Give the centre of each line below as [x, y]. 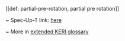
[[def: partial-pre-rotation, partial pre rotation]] [62, 9]
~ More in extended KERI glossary [47, 31]
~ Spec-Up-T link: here [34, 20]
